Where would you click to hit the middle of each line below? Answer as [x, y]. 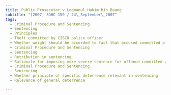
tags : [11, 19]
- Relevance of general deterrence [48, 80]
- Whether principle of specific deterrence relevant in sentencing [84, 76]
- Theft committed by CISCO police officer [56, 38]
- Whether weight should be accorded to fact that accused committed [85, 43]
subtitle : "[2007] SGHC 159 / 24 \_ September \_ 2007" [61, 15]
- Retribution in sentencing [41, 57]
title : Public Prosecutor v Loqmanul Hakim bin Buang [64, 10]
